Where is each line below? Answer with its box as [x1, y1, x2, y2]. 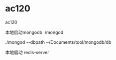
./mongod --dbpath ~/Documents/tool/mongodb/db [5, 39, 112, 45]
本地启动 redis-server [5, 49, 49, 55]
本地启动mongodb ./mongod [5, 29, 64, 35]
